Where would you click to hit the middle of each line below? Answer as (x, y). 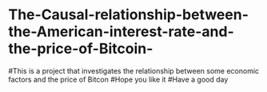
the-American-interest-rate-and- (121, 32)
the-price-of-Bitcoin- (81, 49)
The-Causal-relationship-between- (129, 15)
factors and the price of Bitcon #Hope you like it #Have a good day (118, 79)
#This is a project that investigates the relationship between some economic (134, 70)
